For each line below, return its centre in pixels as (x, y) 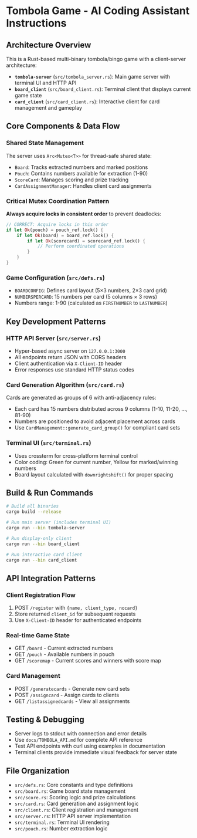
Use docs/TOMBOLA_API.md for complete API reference (78, 740)
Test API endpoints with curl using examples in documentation (90, 746)
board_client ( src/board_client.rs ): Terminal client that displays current (103, 89)
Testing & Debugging (45, 720)
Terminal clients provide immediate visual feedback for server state (96, 752)
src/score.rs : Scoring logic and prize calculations (75, 798)
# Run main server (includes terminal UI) (59, 523)
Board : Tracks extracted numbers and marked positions (81, 167)
